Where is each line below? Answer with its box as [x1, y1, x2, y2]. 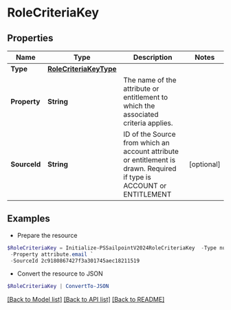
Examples [7, 213, 50, 225]
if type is [123, 173, 151, 181]
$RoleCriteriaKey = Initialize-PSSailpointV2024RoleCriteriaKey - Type [7, 244, 217, 252]
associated [123, 110, 159, 119]
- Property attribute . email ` [10, 251, 94, 258]
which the [123, 101, 155, 111]
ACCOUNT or [123, 181, 167, 190]
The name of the [123, 76, 177, 85]
